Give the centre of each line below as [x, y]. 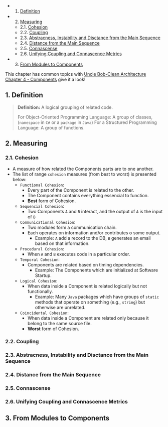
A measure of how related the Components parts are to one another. [83, 169]
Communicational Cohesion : [48, 222]
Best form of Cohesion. [52, 201]
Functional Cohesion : [42, 185]
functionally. [40, 291]
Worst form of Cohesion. [53, 329]
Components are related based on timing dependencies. [86, 264]
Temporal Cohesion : [40, 259]
